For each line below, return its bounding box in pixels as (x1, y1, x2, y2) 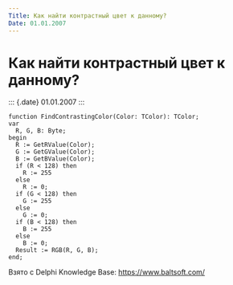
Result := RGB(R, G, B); (15, 246, 99, 254)
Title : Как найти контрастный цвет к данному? (8, 11, 167, 20)
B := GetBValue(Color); (15, 155, 95, 163)
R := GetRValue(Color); (15, 141, 95, 149)
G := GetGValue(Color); (15, 148, 95, 157)
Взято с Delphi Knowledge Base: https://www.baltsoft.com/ (8, 267, 206, 277)
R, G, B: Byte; (15, 127, 67, 135)
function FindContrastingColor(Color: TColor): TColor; (8, 113, 199, 121)
